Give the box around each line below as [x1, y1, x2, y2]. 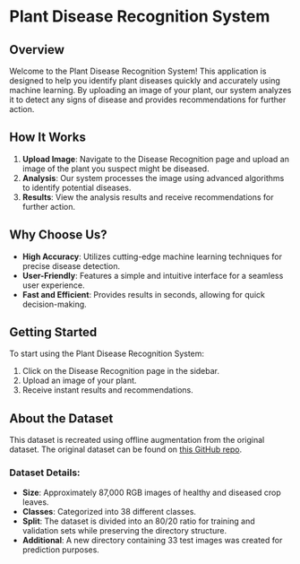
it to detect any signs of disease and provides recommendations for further [9, 94, 287, 105]
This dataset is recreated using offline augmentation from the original [9, 435, 265, 446]
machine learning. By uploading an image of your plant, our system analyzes [9, 85, 292, 95]
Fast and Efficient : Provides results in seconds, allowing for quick [21, 289, 266, 299]
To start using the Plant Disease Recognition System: [9, 348, 204, 360]
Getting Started [9, 325, 98, 340]
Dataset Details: [9, 466, 81, 479]
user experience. [21, 280, 85, 291]
